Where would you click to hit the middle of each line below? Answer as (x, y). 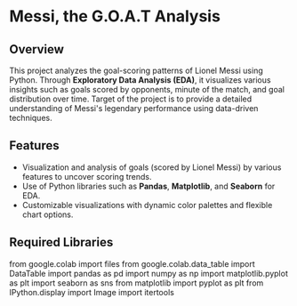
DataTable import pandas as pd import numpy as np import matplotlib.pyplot (149, 273)
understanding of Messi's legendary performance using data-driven (134, 108)
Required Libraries (61, 242)
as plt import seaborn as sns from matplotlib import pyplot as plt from (136, 283)
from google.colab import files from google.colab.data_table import (132, 263)
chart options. (48, 214)
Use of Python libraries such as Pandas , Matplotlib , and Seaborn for (148, 186)
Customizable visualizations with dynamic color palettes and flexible (147, 205)
